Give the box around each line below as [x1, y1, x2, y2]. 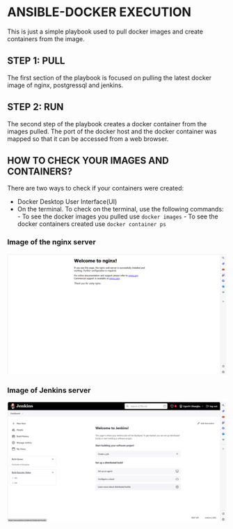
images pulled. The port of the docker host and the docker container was [7, 127, 217, 135]
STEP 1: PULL [7, 55, 65, 67]
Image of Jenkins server [7, 385, 91, 395]
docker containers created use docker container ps [17, 220, 167, 228]
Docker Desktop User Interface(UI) [17, 198, 118, 206]
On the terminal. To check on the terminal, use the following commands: [17, 205, 224, 214]
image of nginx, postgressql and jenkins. [7, 81, 124, 89]
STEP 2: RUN [7, 101, 64, 113]
